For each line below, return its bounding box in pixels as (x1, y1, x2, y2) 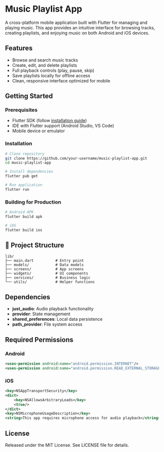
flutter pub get (5, 174, 38, 179)
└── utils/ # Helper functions (5, 280, 95, 285)
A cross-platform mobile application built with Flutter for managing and (5, 20, 148, 25)
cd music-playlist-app (5, 160, 51, 165)
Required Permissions (5, 335, 74, 344)
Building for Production (5, 199, 61, 205)
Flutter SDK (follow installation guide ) (12, 118, 87, 123)
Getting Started (5, 92, 53, 101)
